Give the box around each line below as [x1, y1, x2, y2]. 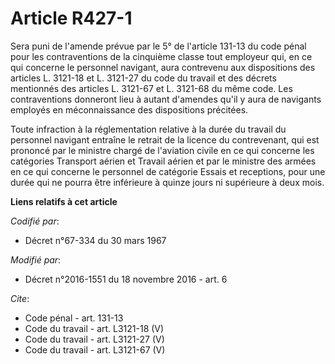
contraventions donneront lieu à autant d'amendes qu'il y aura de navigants [10, 93, 322, 105]
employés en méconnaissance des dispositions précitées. [10, 103, 249, 116]
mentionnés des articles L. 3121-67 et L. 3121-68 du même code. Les [10, 82, 293, 94]
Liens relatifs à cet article [10, 195, 118, 207]
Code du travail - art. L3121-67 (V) [24, 343, 166, 356]
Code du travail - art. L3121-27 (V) [24, 333, 165, 345]
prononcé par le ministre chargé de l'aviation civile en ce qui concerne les [10, 144, 315, 156]
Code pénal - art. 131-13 [24, 312, 124, 324]
